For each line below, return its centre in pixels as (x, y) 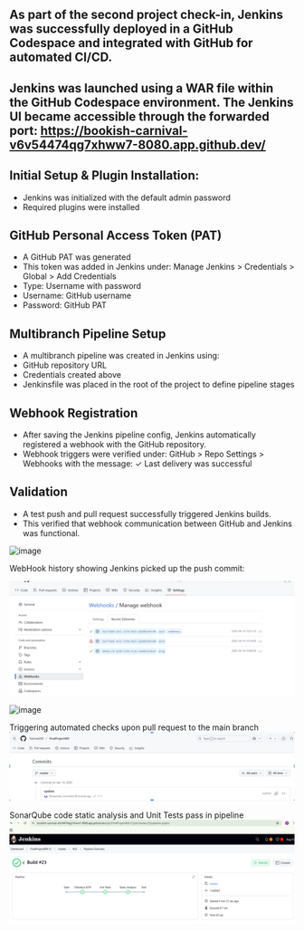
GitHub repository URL (64, 365)
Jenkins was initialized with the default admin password (126, 197)
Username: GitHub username (77, 296)
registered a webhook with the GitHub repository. (114, 445)
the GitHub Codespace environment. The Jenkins (152, 102)
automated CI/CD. (61, 58)
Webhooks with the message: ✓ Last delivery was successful (137, 464)
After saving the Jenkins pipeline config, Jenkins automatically (139, 435)
